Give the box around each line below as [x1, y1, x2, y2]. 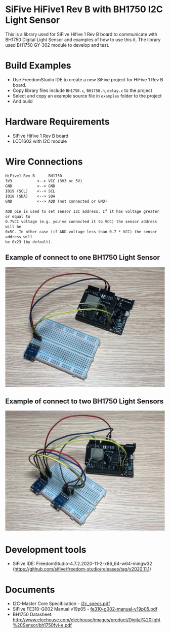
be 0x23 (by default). [5, 239, 53, 244]
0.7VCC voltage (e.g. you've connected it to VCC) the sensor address [5, 219, 157, 224]
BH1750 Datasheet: [12, 611, 53, 618]
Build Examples [5, 60, 72, 72]
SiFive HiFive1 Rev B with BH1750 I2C [5, 4, 163, 15]
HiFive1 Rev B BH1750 [5, 173, 62, 178]
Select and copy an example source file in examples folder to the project [12, 92, 162, 99]
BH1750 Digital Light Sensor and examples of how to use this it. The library [5, 37, 161, 43]
